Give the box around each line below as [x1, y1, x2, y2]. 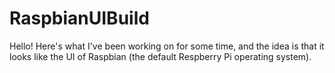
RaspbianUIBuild [9, 7, 150, 30]
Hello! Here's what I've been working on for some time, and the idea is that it [9, 40, 325, 52]
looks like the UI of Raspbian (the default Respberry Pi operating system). [9, 50, 312, 62]
